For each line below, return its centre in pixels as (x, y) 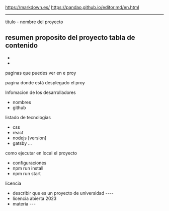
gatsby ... (22, 143)
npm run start (27, 173)
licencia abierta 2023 (34, 198)
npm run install (28, 168)
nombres (22, 102)
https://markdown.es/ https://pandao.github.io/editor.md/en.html (72, 7)
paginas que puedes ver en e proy (41, 73)
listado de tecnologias (28, 117)
